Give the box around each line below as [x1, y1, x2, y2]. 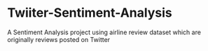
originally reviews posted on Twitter [7, 35, 111, 43]
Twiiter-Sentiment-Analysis [7, 5, 173, 21]
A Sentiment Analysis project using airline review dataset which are [7, 28, 202, 36]
